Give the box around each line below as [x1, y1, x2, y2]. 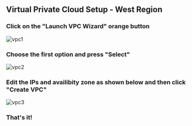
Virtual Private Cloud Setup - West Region [6, 5, 163, 15]
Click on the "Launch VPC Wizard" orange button [6, 22, 150, 30]
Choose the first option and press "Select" [6, 50, 130, 58]
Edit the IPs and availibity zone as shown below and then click [6, 78, 186, 86]
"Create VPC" [6, 85, 47, 93]
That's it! [6, 114, 32, 122]
